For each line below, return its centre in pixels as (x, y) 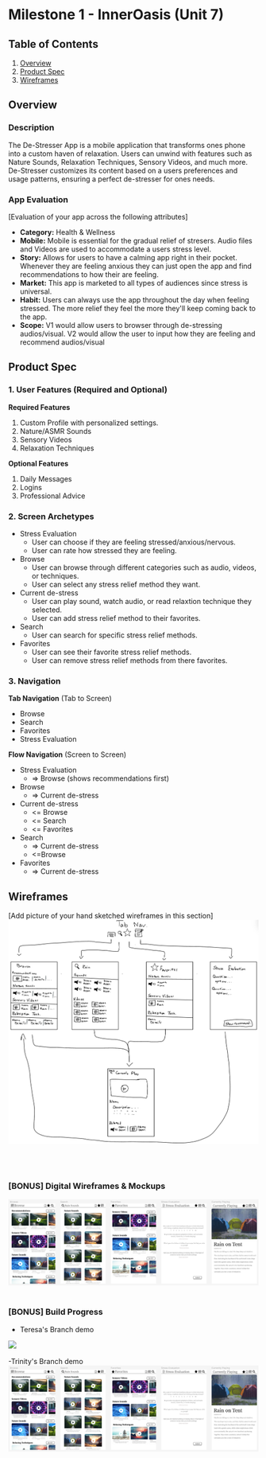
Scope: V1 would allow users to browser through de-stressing (121, 325)
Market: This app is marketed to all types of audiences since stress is (134, 283)
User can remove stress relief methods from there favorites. (129, 660)
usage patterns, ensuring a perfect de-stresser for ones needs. (112, 179)
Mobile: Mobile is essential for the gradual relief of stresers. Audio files (136, 240)
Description (31, 127)
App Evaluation (39, 199)
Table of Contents (54, 44)
